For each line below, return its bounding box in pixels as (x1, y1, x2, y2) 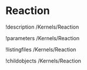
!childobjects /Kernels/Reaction (5, 57, 82, 64)
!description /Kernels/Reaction (5, 23, 79, 30)
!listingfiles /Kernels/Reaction (5, 45, 76, 53)
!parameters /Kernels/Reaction (5, 34, 80, 41)
